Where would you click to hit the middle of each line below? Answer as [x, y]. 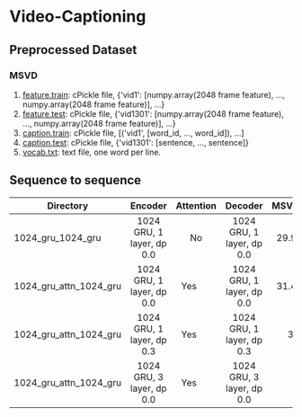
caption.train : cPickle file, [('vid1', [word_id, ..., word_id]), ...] [133, 133]
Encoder [149, 206]
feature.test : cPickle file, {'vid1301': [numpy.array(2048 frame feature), [153, 113]
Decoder [244, 206]
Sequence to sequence [75, 180]
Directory [68, 206]
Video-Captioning [78, 17]
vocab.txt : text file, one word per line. [92, 152]
